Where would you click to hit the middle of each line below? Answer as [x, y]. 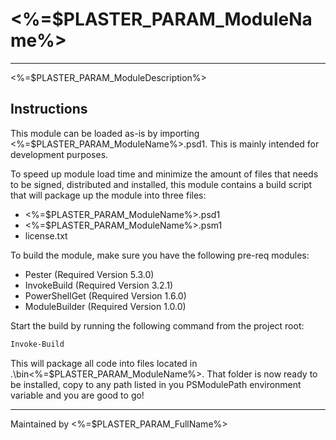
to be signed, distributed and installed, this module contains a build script [161, 184]
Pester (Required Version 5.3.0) [89, 274]
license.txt [46, 235]
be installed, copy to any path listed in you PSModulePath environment [156, 384]
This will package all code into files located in [104, 363]
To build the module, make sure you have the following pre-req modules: [160, 255]
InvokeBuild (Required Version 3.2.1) [99, 285]
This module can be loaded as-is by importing [105, 133]
